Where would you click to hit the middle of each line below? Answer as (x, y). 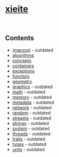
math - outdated (29, 92)
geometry (22, 81)
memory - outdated (32, 97)
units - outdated (29, 149)
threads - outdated (31, 133)
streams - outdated (32, 118)
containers (23, 65)
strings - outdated (30, 123)
